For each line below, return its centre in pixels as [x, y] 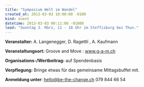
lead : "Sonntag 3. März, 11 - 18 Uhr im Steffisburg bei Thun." [72, 28]
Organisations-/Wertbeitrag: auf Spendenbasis [54, 61]
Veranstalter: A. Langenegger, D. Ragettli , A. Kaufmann [62, 42]
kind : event [17, 19]
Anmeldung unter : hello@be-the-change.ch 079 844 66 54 [65, 80]
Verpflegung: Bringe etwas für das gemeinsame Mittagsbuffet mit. [72, 70]
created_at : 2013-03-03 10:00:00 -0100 [46, 14]
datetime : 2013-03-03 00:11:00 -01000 [44, 23]
